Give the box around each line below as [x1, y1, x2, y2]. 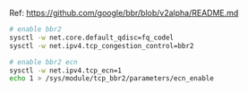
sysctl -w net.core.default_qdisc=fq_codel [9, 33, 175, 42]
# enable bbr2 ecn [9, 57, 78, 66]
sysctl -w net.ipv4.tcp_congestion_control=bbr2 [9, 41, 194, 50]
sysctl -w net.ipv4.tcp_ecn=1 [9, 66, 123, 75]
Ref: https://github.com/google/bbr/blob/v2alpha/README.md [9, 8, 239, 18]
